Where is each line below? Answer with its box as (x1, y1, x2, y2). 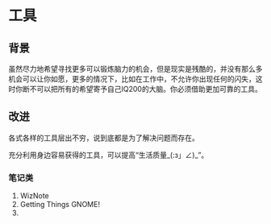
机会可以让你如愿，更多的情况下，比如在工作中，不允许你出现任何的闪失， (8, 74, 256, 84)
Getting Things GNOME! (19, 200, 101, 209)
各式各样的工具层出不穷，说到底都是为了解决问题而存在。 (8, 133, 199, 143)
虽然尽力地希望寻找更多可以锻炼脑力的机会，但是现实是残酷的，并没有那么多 (8, 64, 263, 73)
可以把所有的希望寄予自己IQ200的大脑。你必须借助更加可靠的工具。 (35, 85, 262, 93)
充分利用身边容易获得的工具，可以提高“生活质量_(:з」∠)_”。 (8, 150, 209, 160)
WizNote (19, 191, 50, 201)
